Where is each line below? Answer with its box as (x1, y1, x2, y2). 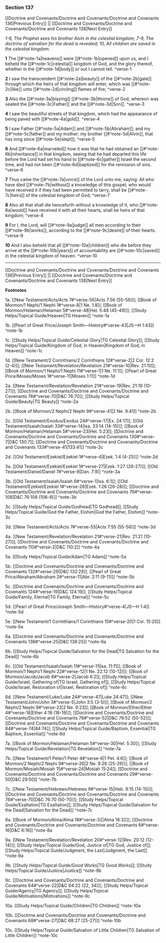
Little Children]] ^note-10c (5, 933, 58, 939)
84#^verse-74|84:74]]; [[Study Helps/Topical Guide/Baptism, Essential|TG (5, 726, 156, 732)
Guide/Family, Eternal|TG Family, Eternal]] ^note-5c (5, 594, 110, 600)
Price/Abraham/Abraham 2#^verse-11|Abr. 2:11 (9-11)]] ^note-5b (5, 574, 135, 580)
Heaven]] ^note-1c (5, 348, 43, 354)
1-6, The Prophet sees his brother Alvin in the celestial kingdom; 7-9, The (5, 35, 154, 41)
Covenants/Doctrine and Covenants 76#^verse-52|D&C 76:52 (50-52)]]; (5, 715, 152, 721)
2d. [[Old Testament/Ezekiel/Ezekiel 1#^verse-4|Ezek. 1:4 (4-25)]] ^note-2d (5, 454, 158, 460)
